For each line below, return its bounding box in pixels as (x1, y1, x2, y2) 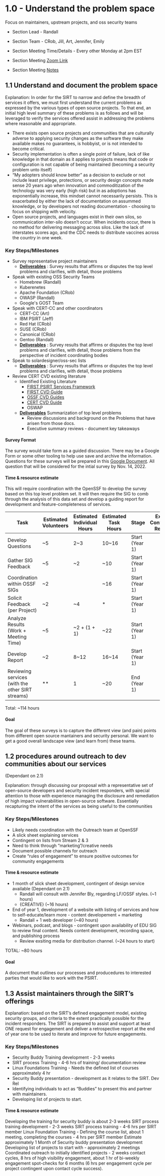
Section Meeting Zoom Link (12, 57, 68, 63)
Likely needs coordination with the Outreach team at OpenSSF (12, 827, 138, 833)
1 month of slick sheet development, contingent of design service (12, 880, 145, 886)
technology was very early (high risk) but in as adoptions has (12, 188, 136, 194)
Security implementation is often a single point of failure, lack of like (12, 151, 150, 157)
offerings (5, 997, 34, 1005)
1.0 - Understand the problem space (5, 3, 155, 14)
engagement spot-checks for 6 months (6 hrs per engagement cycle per (5, 1160, 152, 1166)
